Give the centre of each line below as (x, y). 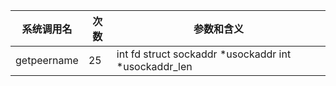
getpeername (47, 60)
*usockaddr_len (154, 66)
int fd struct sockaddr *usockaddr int (204, 54)
